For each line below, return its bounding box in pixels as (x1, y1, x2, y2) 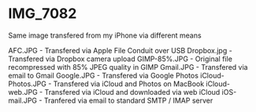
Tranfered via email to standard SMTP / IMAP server (43, 96, 213, 105)
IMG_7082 (8, 5, 77, 23)
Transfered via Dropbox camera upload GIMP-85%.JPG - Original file (8, 54, 232, 63)
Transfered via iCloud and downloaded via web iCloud (44, 87, 221, 96)
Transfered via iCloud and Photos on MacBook (53, 79, 205, 89)
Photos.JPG (8, 79, 47, 89)
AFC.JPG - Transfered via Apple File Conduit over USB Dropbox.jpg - (8, 45, 232, 55)
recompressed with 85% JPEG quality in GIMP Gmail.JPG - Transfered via (8, 62, 248, 71)
